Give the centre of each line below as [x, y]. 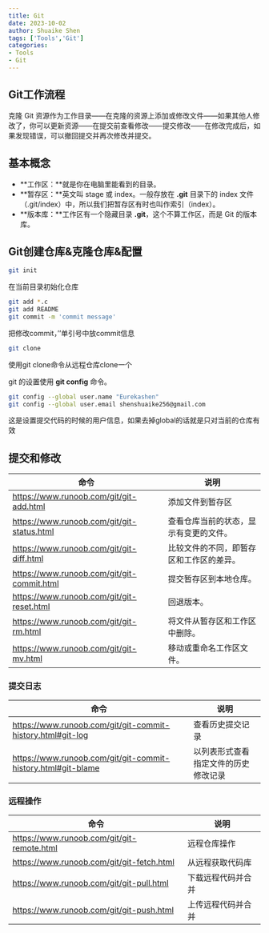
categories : [28, 46]
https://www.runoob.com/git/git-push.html [93, 910]
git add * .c [28, 302]
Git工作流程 [37, 95]
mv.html [27, 659]
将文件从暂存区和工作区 [212, 621]
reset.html [31, 607]
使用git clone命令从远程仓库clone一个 [70, 364]
